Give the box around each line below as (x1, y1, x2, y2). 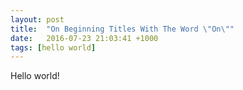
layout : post (10, 14, 65, 25)
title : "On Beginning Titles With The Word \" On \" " (10, 24, 235, 34)
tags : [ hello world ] (10, 42, 97, 53)
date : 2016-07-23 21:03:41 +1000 (10, 33, 159, 43)
